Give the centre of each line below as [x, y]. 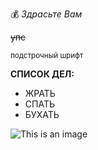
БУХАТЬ [42, 114]
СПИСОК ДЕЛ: [42, 74]
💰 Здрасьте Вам [46, 14]
